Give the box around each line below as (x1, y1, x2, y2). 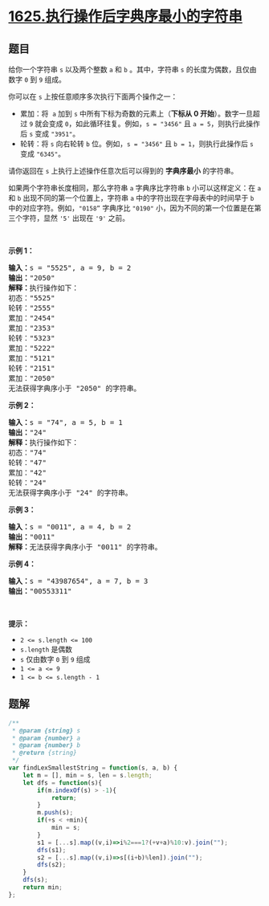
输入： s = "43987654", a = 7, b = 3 (8, 577, 149, 586)
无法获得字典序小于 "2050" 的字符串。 (8, 384, 141, 393)
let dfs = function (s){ (22, 778, 103, 787)
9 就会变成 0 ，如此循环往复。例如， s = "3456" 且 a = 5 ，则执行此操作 (29, 119, 261, 129)
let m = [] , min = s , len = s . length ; (22, 771, 153, 779)
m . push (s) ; (37, 809, 74, 817)
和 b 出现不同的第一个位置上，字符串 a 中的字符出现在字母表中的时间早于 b (8, 194, 255, 202)
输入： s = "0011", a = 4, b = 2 (8, 523, 132, 531)
